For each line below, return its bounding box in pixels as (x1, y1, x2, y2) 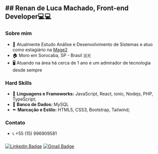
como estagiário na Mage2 (12, 46, 68, 52)
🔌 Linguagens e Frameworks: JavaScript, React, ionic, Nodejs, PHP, (12, 90, 154, 96)
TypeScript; (12, 96, 36, 102)
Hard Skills (5, 79, 32, 86)
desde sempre (12, 67, 42, 73)
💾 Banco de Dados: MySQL (12, 101, 69, 107)
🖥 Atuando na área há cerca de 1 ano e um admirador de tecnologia (12, 59, 151, 65)
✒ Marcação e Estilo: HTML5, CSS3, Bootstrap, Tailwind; (12, 106, 130, 112)
